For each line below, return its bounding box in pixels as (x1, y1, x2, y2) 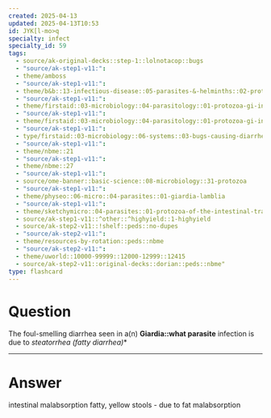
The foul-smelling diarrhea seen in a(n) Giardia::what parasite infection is (8, 329, 255, 339)
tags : (8, 49, 27, 57)
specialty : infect (8, 34, 70, 43)
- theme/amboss (15, 72, 67, 80)
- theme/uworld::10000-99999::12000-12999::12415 (15, 252, 186, 260)
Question (8, 302, 71, 320)
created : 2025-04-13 (8, 11, 78, 20)
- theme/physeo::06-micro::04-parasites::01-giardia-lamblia (15, 192, 226, 201)
